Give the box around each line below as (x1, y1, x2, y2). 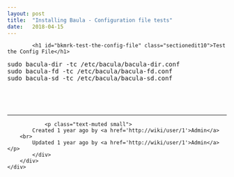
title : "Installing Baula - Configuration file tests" (7, 17, 173, 24)
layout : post (7, 10, 45, 17)
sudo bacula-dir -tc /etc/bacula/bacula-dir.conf (7, 61, 180, 68)
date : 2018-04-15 (7, 23, 64, 30)
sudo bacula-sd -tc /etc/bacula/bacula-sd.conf (7, 75, 173, 82)
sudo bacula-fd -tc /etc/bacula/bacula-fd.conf (7, 68, 173, 75)
